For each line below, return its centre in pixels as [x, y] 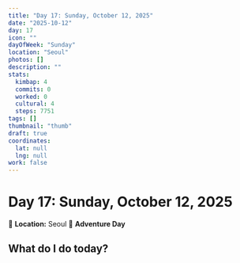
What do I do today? [58, 249]
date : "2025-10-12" [40, 23]
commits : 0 [33, 89]
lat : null [31, 148]
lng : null [31, 155]
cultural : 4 [35, 104]
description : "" [35, 67]
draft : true [28, 133]
